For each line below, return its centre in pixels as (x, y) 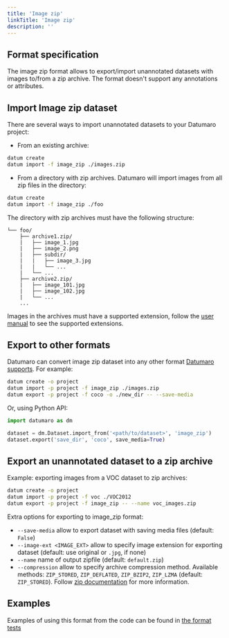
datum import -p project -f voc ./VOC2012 (69, 497)
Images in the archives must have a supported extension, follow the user (111, 316)
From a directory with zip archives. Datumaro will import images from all (120, 178)
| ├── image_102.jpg (52, 291)
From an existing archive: (53, 145)
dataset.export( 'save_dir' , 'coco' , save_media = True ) (86, 440)
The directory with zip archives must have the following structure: (101, 217)
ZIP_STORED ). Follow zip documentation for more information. (103, 582)
